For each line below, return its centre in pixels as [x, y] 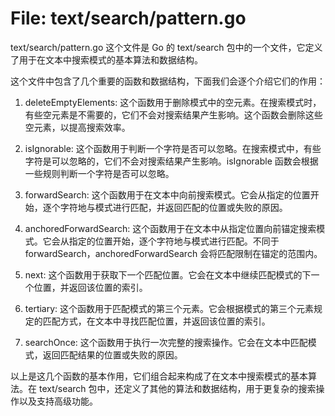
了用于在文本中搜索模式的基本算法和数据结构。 [106, 59]
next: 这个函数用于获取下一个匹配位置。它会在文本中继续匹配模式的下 [168, 274]
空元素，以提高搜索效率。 [77, 127]
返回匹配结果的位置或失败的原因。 [112, 354]
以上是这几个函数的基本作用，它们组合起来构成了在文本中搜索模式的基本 [159, 376]
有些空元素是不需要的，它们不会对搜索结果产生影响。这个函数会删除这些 [173, 114]
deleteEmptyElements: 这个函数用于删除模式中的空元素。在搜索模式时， [173, 102]
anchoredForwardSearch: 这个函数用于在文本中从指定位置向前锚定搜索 [170, 228]
